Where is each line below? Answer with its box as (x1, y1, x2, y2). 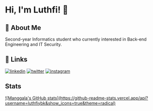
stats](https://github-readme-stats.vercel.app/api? (47, 95, 148, 101)
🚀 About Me (5, 24, 41, 32)
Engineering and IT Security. (5, 42, 62, 47)
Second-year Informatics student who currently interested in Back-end (5, 36, 147, 42)
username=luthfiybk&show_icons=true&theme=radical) (5, 100, 116, 106)
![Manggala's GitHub (5, 95, 47, 101)
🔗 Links (5, 55, 28, 64)
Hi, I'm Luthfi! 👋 (5, 4, 68, 15)
